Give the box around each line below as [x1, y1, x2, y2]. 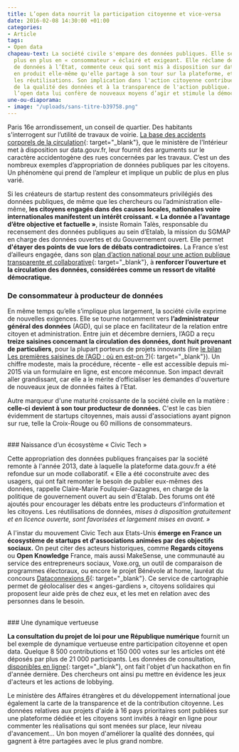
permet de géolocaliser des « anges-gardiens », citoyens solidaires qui [7, 582, 216, 590]
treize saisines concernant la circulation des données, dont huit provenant [7, 337, 232, 346]
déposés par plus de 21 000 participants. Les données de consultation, [7, 655, 216, 664]
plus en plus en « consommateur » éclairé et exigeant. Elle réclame [14, 57, 224, 64]
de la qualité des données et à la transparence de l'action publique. [14, 83, 231, 91]
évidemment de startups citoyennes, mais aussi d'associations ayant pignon [7, 411, 231, 421]
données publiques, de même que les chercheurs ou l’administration [7, 197, 208, 205]
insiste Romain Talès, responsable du [99, 220, 208, 228]
